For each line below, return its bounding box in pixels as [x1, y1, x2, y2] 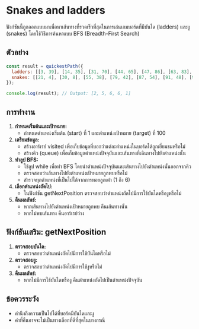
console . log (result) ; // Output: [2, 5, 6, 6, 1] [6, 90, 131, 97]
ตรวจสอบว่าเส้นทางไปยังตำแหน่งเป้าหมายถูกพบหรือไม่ [23, 169, 128, 176]
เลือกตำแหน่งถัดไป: [14, 182, 53, 190]
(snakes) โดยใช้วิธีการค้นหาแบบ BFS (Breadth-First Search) [6, 30, 140, 37]
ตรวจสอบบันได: [14, 243, 46, 250]
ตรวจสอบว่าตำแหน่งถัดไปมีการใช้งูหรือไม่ [23, 262, 102, 270]
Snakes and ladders [6, 4, 105, 17]
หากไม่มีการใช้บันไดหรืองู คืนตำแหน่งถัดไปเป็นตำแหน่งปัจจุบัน [23, 276, 143, 283]
